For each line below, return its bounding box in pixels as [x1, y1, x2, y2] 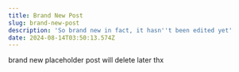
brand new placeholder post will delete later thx [8, 55, 164, 65]
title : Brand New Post [8, 11, 83, 20]
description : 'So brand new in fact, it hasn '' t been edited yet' [8, 26, 233, 34]
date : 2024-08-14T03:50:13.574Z [8, 33, 115, 42]
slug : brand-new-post [8, 19, 80, 27]
